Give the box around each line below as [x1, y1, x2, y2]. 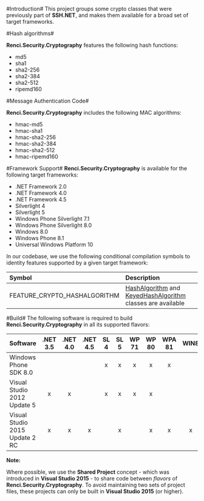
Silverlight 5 [15, 209, 46, 216]
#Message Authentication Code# [6, 97, 89, 104]
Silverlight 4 [15, 203, 46, 209]
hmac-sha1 [15, 127, 43, 134]
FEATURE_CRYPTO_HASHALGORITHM [9, 291, 120, 300]
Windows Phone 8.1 [15, 235, 64, 241]
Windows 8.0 [15, 228, 49, 235]
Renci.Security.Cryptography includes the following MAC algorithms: [6, 109, 182, 116]
